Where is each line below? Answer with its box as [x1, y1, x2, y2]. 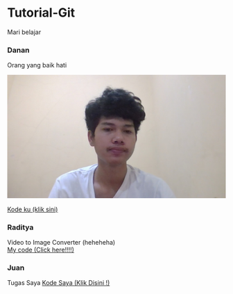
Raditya [7, 222, 34, 232]
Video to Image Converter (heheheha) [7, 238, 116, 247]
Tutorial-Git [7, 5, 76, 21]
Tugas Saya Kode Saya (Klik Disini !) [7, 279, 110, 287]
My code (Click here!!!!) [7, 245, 75, 254]
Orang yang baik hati [7, 61, 67, 70]
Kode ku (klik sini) [7, 205, 58, 213]
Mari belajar [7, 28, 42, 36]
